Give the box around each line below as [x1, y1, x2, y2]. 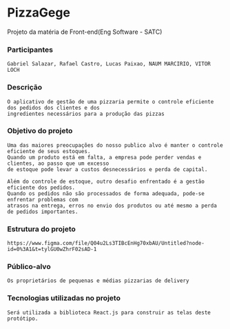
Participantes [7, 45, 54, 54]
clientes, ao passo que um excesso [7, 160, 109, 167]
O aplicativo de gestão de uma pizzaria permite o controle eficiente [7, 98, 214, 105]
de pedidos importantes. [7, 208, 79, 215]
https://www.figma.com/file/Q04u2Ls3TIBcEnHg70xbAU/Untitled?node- [7, 240, 205, 247]
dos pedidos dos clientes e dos [7, 104, 100, 111]
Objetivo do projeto [7, 126, 73, 136]
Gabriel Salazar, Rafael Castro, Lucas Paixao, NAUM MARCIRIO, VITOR [7, 61, 211, 68]
